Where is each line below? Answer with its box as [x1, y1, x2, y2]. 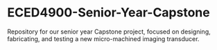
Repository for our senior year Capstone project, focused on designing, [7, 27, 211, 36]
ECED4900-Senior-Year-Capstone [7, 5, 210, 21]
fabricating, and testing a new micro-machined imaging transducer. [7, 34, 200, 42]
